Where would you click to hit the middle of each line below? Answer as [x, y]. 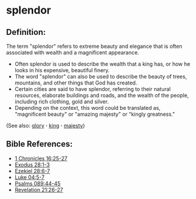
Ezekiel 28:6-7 [32, 171]
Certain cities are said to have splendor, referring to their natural [93, 89]
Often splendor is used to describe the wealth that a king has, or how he [102, 64]
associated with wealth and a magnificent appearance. [73, 53]
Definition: [26, 32]
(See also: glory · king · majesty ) [46, 125]
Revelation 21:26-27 [39, 190]
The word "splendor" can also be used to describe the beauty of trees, [101, 76]
